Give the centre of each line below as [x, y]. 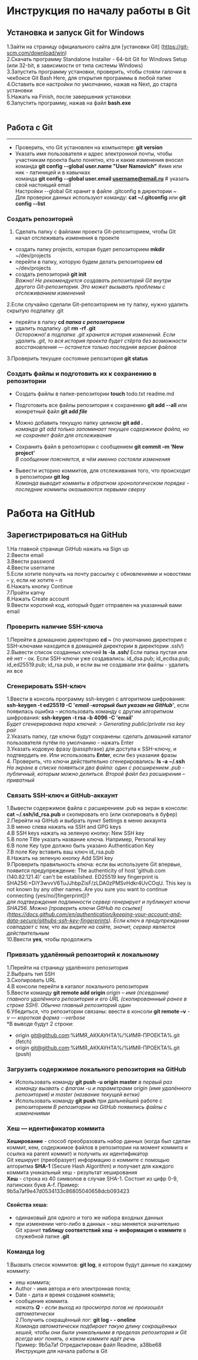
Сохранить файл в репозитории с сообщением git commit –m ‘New [99, 447]
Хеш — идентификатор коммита [56, 1128]
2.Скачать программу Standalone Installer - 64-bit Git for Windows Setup [97, 59]
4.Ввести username [31, 568]
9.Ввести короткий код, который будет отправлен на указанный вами [94, 605]
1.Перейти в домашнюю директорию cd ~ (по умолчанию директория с [97, 639]
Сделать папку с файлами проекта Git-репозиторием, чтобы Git [95, 232]
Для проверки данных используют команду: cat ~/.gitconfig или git [100, 197]
